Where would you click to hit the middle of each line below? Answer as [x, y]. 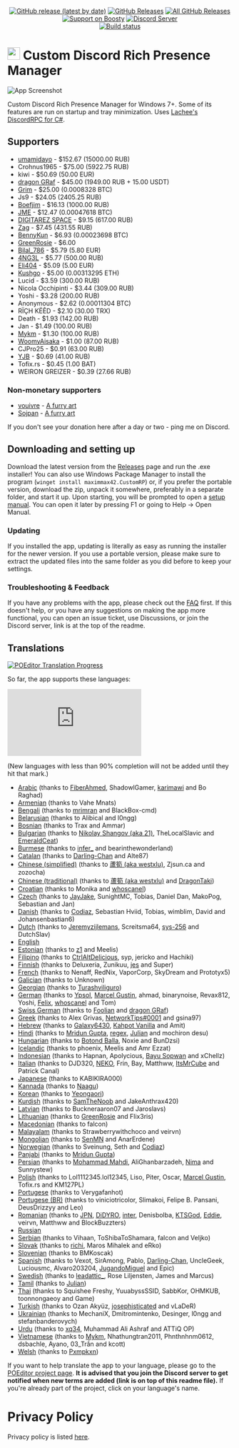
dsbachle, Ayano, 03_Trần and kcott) [72, 1344]
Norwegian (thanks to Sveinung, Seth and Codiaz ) [91, 1147]
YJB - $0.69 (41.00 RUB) [54, 356]
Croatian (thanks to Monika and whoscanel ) [82, 889]
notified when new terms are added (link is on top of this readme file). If [116, 1381]
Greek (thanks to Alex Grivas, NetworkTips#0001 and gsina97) [110, 1018]
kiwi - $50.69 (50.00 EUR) [56, 174]
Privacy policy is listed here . [49, 1437]
